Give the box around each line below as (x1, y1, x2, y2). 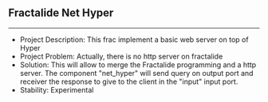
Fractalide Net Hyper (8, 6, 114, 20)
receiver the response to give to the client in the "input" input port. (19, 77, 238, 86)
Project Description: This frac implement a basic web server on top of (19, 35, 249, 44)
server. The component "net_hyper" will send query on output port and (19, 68, 254, 77)
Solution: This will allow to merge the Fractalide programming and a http (19, 59, 257, 70)
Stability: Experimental (19, 85, 94, 94)
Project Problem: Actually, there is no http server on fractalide (19, 51, 223, 61)
